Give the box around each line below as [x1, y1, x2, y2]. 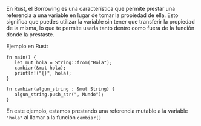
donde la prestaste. [6, 31, 54, 38]
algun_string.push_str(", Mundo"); [14, 91, 104, 98]
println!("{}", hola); [14, 70, 71, 76]
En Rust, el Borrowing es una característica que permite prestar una [6, 5, 176, 12]
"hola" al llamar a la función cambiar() [6, 114, 102, 121]
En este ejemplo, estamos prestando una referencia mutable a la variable [6, 107, 188, 114]
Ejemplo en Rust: [6, 42, 48, 50]
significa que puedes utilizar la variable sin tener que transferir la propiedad [6, 18, 195, 25]
